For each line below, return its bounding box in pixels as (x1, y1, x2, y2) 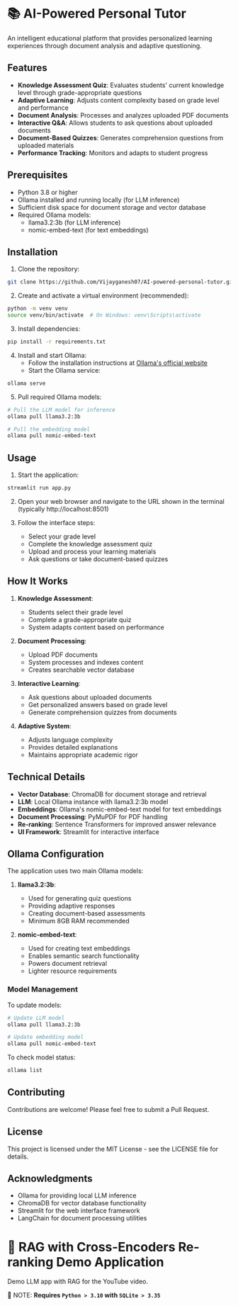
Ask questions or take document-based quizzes (28, 554, 169, 563)
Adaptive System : (17, 721, 72, 730)
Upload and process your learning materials (28, 547, 157, 556)
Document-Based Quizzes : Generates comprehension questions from (17, 133, 224, 142)
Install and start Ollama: (17, 351, 87, 359)
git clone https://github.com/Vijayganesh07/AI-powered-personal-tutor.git (7, 278, 236, 286)
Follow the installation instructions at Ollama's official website (28, 359, 208, 367)
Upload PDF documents (28, 650, 98, 659)
